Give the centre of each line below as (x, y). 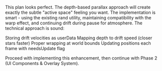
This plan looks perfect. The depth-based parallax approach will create (78, 7)
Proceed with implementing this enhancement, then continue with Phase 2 (81, 58)
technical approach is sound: (35, 28)
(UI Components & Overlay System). (42, 63)
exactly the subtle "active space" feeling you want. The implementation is (80, 12)
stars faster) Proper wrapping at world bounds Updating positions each (78, 43)
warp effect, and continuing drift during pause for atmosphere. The (74, 23)
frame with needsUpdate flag (35, 48)
